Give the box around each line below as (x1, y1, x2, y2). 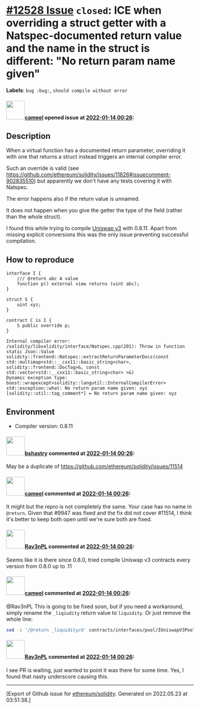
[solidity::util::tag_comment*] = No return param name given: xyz (6, 391, 177, 397)
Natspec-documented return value (6, 29, 182, 42)
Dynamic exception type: (6, 375, 68, 381)
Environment (6, 407, 55, 417)
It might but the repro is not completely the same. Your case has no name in (6, 503, 192, 510)
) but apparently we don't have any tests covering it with (33, 177, 172, 185)
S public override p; (17, 323, 70, 329)
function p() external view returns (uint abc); (17, 281, 140, 287)
